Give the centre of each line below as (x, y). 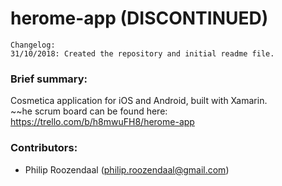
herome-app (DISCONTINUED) (139, 18)
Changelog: (33, 45)
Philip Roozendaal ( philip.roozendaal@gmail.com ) (127, 169)
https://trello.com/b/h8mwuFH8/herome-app (102, 122)
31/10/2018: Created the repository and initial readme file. (142, 53)
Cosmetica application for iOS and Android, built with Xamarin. (139, 101)
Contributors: (44, 148)
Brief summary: (49, 79)
